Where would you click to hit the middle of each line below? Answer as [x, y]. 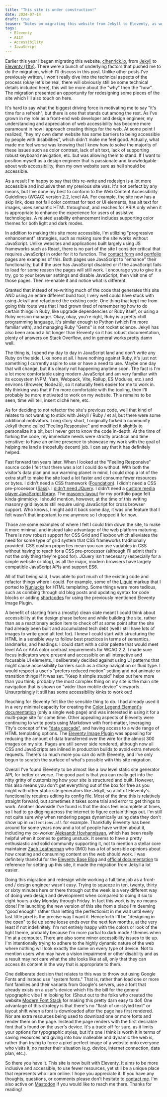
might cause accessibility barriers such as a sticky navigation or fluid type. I [83, 665]
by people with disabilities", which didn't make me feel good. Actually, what [82, 139]
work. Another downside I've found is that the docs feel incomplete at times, [83, 806]
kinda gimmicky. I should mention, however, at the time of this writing [76, 499]
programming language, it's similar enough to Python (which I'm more [77, 322]
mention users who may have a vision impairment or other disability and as [82, 954]
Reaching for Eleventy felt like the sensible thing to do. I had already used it [82, 701]
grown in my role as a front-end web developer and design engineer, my [79, 118]
